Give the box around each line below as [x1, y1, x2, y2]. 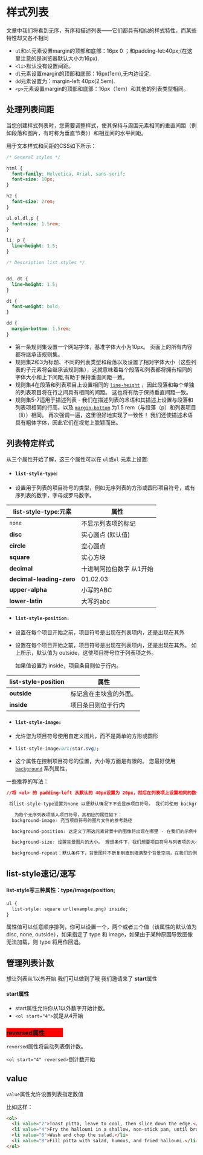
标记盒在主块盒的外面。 [70, 689, 138, 698]
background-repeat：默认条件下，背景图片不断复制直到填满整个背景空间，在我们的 [11, 850, 193, 856]
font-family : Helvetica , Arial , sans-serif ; [11, 171, 126, 177]
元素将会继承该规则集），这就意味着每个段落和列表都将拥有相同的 [31, 366, 193, 373]
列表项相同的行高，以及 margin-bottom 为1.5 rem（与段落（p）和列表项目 [14, 403, 196, 411]
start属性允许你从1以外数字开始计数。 [14, 1005, 109, 1012]
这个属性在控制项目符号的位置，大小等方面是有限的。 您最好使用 [14, 758, 176, 765]
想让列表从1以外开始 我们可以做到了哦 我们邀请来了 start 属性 [6, 975, 158, 982]
